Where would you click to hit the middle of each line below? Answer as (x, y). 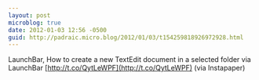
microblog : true (35, 23)
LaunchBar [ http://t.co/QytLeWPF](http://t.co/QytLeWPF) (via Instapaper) (127, 68)
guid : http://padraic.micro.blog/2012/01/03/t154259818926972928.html (126, 37)
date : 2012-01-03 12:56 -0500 (58, 30)
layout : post (29, 15)
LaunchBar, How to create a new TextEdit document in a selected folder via (129, 60)
